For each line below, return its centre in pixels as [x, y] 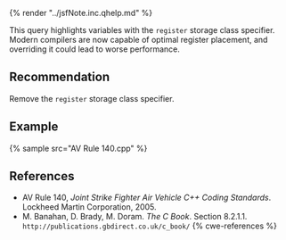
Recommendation [59, 77]
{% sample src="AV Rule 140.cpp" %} [78, 148]
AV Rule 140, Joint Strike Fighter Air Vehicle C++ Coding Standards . [147, 198]
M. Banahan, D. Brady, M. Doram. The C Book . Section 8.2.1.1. [135, 217]
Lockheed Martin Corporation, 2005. [90, 207]
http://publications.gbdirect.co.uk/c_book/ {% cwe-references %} [150, 226]
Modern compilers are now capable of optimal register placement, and [139, 40]
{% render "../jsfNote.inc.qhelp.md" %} [81, 13]
